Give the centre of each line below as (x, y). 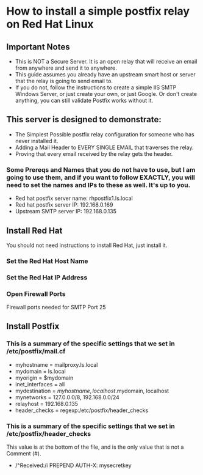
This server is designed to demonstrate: (84, 120)
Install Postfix (33, 326)
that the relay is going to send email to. (64, 81)
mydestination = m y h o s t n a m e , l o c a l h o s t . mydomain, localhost (92, 391)
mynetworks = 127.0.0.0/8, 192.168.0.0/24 (67, 397)
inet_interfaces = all (40, 384)
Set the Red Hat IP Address (47, 278)
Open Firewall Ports (36, 293)
